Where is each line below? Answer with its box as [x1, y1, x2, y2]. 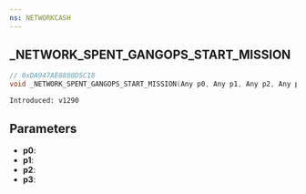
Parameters [9, 120, 77, 137]
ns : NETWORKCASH [9, 13, 71, 23]
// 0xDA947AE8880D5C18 [9, 71, 96, 80]
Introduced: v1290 [9, 97, 79, 106]
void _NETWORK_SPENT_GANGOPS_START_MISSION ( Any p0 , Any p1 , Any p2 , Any [9, 79, 291, 89]
